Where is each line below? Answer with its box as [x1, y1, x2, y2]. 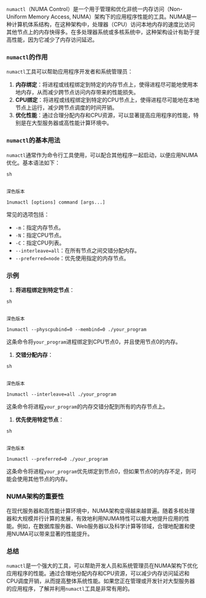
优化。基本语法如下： [6, 159, 60, 166]
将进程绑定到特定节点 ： [15, 286, 75, 293]
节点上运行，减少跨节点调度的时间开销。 [15, 104, 118, 112]
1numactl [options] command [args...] [6, 199, 105, 205]
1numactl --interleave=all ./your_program [6, 391, 116, 397]
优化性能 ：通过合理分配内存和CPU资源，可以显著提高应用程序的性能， [15, 112, 194, 119]
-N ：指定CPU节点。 [15, 231, 65, 239]
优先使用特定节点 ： [15, 416, 64, 423]
